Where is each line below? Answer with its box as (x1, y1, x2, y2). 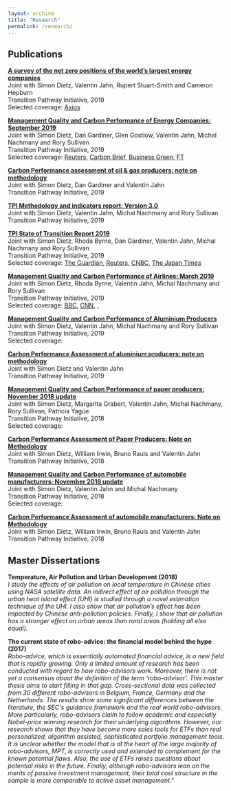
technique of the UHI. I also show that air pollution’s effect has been (8, 603, 201, 610)
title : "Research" (8, 17, 60, 23)
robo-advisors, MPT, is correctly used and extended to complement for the (8, 747, 221, 755)
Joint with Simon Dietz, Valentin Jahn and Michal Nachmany (8, 485, 178, 493)
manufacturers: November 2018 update (8, 477, 124, 486)
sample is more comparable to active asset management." (8, 777, 174, 784)
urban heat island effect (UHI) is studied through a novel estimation (8, 595, 199, 603)
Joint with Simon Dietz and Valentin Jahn (8, 365, 124, 373)
